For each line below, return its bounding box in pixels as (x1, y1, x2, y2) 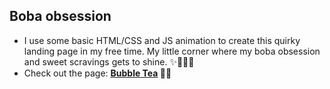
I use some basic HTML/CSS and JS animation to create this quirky (23, 34, 301, 46)
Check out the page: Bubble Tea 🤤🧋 (23, 67, 172, 79)
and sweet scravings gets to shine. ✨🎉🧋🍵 (23, 55, 195, 68)
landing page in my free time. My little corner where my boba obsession (23, 45, 321, 57)
